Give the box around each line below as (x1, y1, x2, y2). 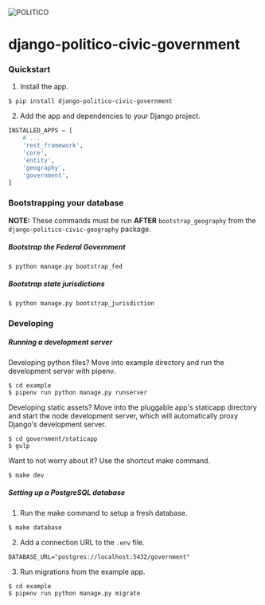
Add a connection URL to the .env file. (19, 537, 145, 547)
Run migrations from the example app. (19, 567, 146, 576)
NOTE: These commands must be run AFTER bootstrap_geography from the (8, 215, 256, 225)
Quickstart (8, 64, 51, 75)
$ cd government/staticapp (8, 434, 98, 442)
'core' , (22, 149, 48, 157)
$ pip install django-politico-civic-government (8, 97, 173, 105)
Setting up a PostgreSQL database (8, 488, 126, 497)
